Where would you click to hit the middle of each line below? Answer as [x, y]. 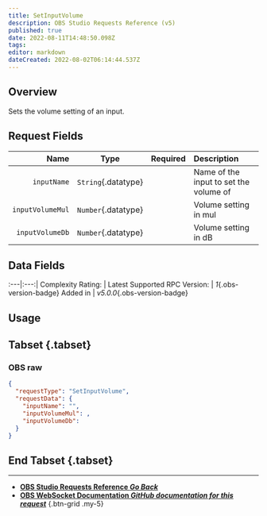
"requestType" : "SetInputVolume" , [72, 391]
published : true [35, 30]
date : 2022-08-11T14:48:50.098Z [62, 38]
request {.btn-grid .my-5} [62, 504]
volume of [212, 191]
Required [168, 158]
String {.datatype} [110, 182]
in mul [205, 214]
